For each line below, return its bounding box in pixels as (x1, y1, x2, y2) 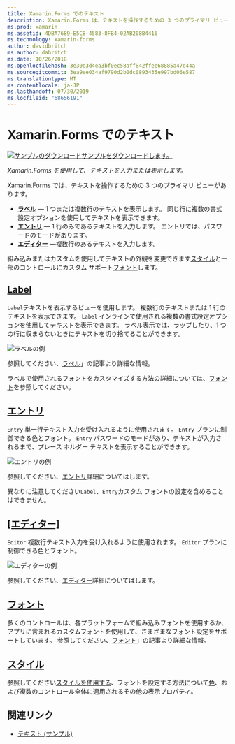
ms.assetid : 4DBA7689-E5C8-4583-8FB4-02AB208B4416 (7, 29, 158, 37)
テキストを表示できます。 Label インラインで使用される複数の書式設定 (7, 312, 210, 320)
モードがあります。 (36, 231, 91, 239)
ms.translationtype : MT (7, 75, 77, 82)
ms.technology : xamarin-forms (7, 36, 96, 43)
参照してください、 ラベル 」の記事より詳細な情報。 (7, 359, 154, 367)
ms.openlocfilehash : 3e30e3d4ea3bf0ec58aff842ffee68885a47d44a (7, 62, 196, 69)
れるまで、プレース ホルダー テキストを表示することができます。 (7, 442, 194, 451)
